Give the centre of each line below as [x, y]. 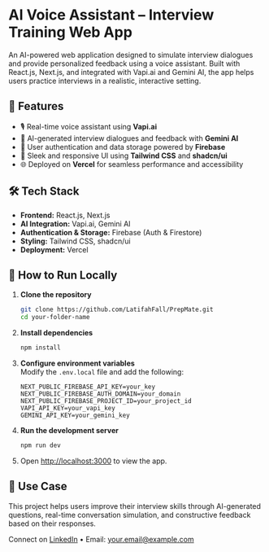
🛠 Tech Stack [44, 192]
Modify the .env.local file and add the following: [102, 372]
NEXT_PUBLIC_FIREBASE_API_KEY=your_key [88, 387]
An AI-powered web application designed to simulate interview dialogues [131, 55]
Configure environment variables [78, 363]
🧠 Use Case [38, 486]
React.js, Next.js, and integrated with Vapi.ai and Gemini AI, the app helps [131, 72]
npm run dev [40, 445]
